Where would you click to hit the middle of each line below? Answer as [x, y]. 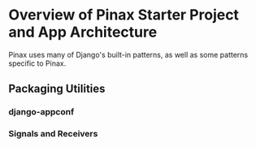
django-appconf [41, 112]
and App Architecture [83, 32]
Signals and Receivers [53, 134]
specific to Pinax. [37, 63]
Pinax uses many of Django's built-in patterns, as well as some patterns [128, 54]
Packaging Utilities [57, 89]
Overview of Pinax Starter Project [124, 15]
